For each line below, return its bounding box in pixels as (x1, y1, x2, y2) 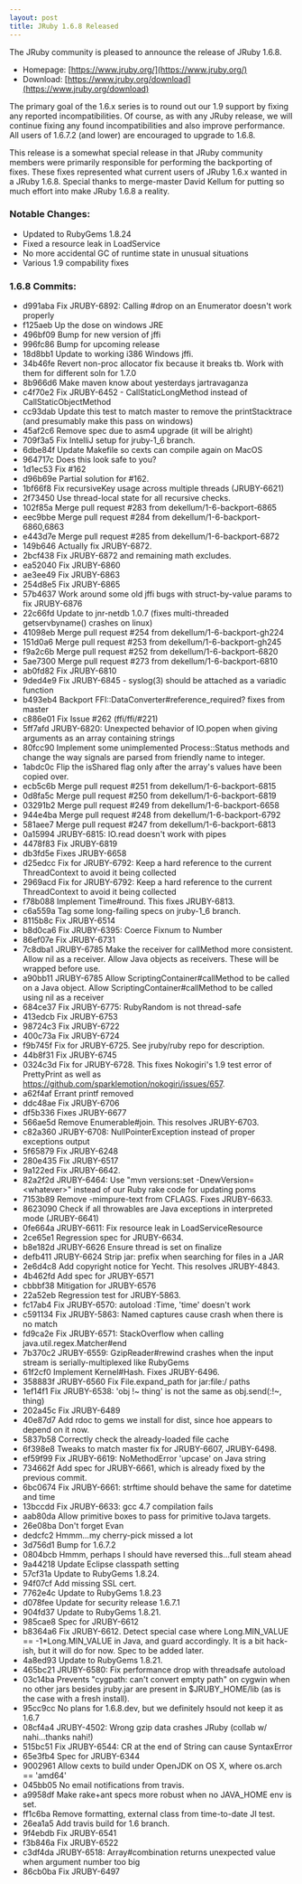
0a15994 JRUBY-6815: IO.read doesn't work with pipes (22, 829, 227, 840)
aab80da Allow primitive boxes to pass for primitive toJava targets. (22, 1511, 271, 1521)
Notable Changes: (9, 208, 91, 221)
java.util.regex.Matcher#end (22, 1338, 128, 1349)
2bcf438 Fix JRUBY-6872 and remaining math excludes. (22, 551, 232, 561)
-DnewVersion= (195, 1174, 255, 1185)
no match (22, 1319, 59, 1330)
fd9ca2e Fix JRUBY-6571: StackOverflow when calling (22, 1328, 224, 1339)
